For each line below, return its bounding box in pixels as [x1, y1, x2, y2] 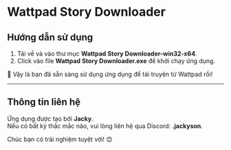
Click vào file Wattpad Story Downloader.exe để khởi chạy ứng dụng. [16, 57, 215, 65]
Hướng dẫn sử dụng [7, 32, 93, 43]
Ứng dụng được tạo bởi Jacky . [7, 114, 94, 123]
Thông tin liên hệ [7, 97, 81, 108]
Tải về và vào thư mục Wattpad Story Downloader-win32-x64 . [16, 49, 197, 58]
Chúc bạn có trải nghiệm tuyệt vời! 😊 [7, 135, 113, 143]
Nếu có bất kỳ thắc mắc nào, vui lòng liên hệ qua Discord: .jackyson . [7, 121, 203, 130]
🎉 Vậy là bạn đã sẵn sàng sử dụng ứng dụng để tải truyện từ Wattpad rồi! [7, 70, 213, 78]
